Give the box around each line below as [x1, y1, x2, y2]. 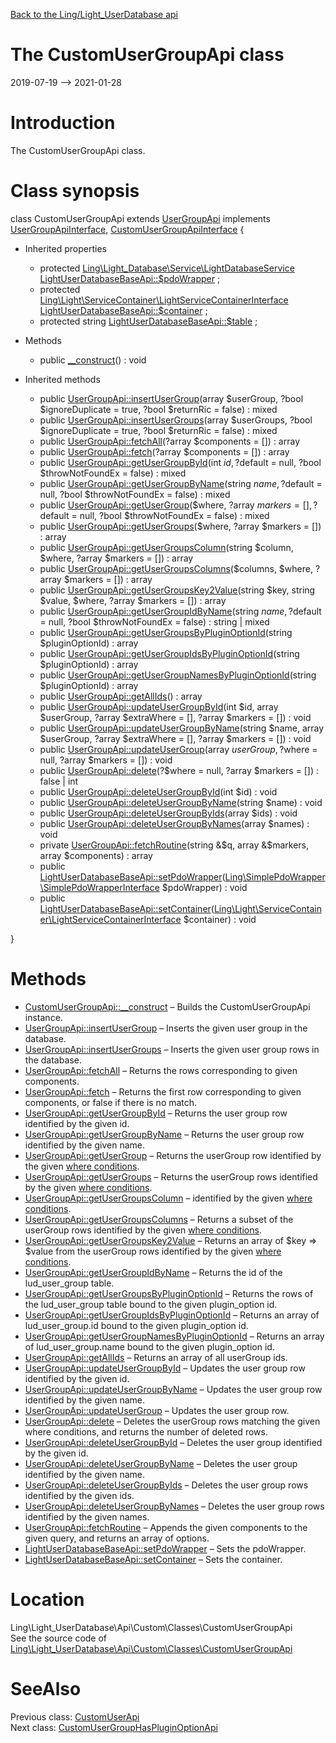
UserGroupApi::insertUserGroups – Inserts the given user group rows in [24, 1043, 320, 1055]
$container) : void [183, 913, 257, 925]
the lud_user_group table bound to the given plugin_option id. [24, 1298, 278, 1310]
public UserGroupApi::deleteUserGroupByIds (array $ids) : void [39, 807, 298, 819]
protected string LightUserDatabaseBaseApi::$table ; [39, 315, 258, 327]
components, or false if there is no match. [24, 1096, 198, 1108]
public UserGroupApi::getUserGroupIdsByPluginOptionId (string [39, 647, 300, 659]
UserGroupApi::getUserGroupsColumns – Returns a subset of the [24, 1213, 294, 1225]
